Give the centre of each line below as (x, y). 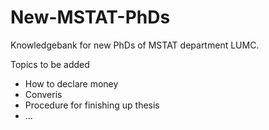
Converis (43, 94)
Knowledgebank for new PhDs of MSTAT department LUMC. (135, 45)
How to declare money (71, 83)
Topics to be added (50, 64)
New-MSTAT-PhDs (90, 17)
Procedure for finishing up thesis (92, 105)
